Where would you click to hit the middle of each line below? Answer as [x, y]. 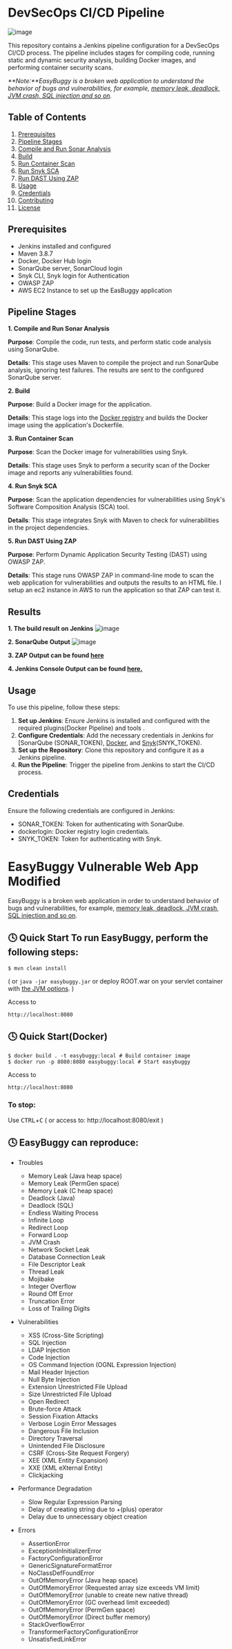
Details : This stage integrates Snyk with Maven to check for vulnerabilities [114, 520]
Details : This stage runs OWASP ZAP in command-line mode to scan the [111, 576]
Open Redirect [49, 1402]
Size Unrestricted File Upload [70, 1394]
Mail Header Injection [58, 1372]
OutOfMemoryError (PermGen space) [81, 1610]
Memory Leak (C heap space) [70, 1191]
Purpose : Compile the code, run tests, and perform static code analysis [110, 342]
